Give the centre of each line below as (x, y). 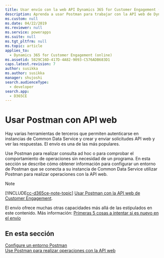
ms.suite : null (20, 37)
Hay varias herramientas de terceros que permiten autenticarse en (72, 134)
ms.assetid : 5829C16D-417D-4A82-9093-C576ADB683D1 (58, 60)
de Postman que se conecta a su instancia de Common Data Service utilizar (81, 169)
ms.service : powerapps (28, 32)
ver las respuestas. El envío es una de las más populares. (63, 144)
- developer (22, 87)
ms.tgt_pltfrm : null (26, 42)
